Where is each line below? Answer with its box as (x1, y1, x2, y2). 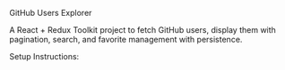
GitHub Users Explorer (9, 8, 92, 18)
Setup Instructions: (9, 51, 80, 61)
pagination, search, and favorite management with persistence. (9, 35, 243, 44)
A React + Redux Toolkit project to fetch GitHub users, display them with (9, 25, 276, 35)
